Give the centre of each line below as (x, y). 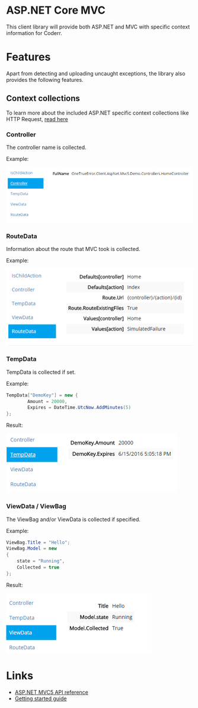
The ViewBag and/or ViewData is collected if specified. (74, 519)
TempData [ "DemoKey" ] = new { (42, 395)
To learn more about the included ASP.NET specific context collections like (98, 113)
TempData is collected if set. (41, 372)
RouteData (22, 236)
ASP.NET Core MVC (56, 10)
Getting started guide (41, 699)
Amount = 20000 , (47, 401)
